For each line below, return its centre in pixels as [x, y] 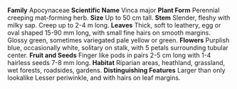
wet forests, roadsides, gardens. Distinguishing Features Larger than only [116, 70]
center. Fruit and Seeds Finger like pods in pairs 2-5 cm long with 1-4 [109, 55]
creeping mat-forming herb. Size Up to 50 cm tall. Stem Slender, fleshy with [119, 18]
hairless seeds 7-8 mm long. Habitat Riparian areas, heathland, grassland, [116, 63]
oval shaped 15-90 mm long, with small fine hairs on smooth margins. [109, 32]
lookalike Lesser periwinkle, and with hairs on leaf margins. [94, 78]
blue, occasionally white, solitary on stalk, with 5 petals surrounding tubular [118, 48]
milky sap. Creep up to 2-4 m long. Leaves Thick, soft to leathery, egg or [114, 25]
